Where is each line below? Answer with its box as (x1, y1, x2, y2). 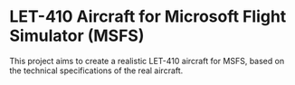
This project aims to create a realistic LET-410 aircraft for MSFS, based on (9, 55, 285, 66)
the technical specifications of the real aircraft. (9, 65, 184, 76)
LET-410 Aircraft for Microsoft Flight (9, 6, 287, 27)
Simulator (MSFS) (9, 25, 145, 46)
